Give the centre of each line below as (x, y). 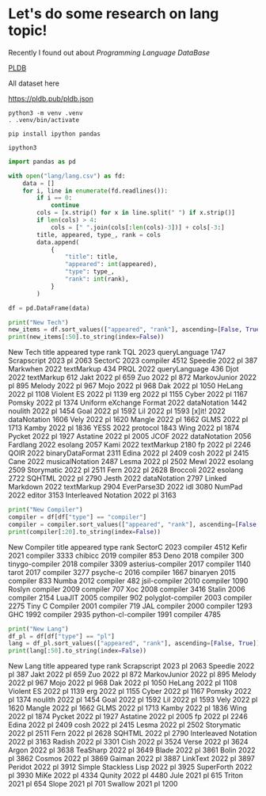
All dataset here (34, 83)
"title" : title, (91, 257)
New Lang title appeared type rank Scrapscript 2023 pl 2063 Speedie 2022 (131, 666)
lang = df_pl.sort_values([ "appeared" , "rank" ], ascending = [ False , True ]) (134, 644)
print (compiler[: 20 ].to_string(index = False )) (84, 531)
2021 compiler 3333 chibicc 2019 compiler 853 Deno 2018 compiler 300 (126, 555)
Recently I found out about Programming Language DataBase (109, 52)
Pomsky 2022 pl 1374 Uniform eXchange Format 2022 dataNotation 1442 (127, 403)
